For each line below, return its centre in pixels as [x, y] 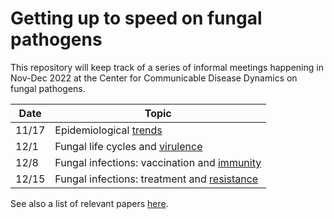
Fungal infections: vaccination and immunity [158, 162]
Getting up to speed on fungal [136, 18]
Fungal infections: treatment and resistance [156, 179]
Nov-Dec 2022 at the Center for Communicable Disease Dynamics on [154, 78]
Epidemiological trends [108, 130]
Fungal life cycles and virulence [128, 146]
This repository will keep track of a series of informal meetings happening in [167, 67]
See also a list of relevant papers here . [89, 203]
